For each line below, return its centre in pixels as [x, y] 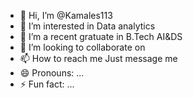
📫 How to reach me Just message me [98, 58]
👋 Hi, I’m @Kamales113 [66, 15]
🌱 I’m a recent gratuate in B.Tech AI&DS [101, 36]
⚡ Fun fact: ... [47, 84]
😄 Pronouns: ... [52, 73]
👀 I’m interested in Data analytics [87, 26]
